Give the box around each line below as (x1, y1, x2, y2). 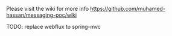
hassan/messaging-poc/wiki (6, 11, 77, 19)
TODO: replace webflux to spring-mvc (6, 23, 101, 30)
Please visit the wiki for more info (6, 5, 89, 12)
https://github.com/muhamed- (90, 5, 166, 12)
